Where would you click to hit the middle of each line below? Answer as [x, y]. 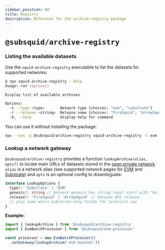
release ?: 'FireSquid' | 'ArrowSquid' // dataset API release [74, 197]
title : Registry [22, 14]
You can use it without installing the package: [51, 126]
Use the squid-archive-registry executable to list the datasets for [72, 67]
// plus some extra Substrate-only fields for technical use [73, 201]
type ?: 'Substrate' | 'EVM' [38, 188]
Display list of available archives [42, 95]
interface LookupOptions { [33, 184]
